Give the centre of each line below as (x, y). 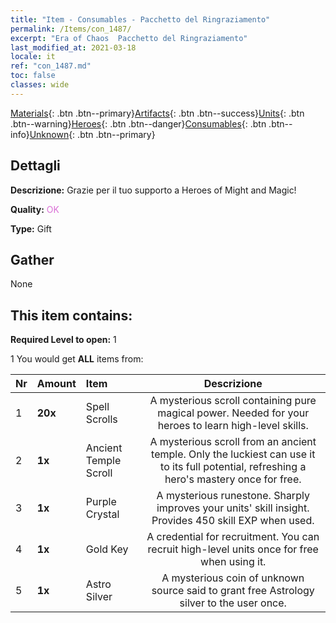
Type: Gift (31, 228)
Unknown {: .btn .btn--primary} (92, 134)
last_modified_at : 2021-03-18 (73, 47)
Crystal (102, 514)
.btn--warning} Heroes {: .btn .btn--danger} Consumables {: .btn (138, 123)
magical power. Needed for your (233, 413)
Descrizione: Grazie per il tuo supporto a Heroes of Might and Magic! (153, 190)
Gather (32, 259)
